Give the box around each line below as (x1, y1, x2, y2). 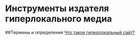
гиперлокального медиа (5, 13, 112, 24)
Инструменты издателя (5, 3, 109, 14)
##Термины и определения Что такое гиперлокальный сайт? (5, 29, 135, 35)
